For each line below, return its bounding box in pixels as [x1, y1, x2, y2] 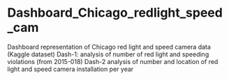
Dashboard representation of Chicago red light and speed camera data [7, 42, 212, 51]
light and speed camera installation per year [7, 65, 134, 73]
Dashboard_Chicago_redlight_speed [7, 5, 223, 21]
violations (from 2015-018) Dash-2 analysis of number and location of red [7, 57, 219, 65]
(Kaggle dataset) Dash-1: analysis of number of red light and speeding [7, 50, 209, 58]
